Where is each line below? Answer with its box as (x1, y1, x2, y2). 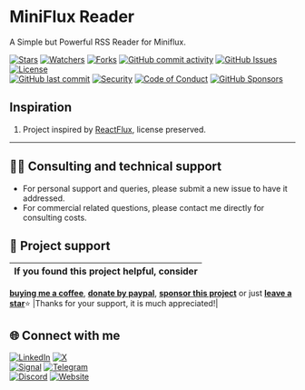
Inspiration (9, 100, 73, 115)
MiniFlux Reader (9, 6, 135, 27)
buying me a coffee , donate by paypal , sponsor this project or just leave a (9, 288, 292, 299)
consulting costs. (22, 212, 88, 223)
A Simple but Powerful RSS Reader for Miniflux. (9, 36, 186, 47)
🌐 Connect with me (9, 327, 121, 343)
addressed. (22, 193, 65, 204)
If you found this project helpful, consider (14, 265, 198, 278)
